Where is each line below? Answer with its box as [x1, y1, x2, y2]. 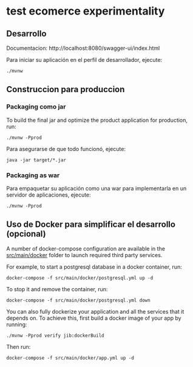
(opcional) [6, 229, 47, 239]
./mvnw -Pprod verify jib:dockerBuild [6, 332, 104, 338]
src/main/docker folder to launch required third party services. [6, 251, 163, 258]
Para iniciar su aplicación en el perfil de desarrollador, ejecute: [6, 56, 163, 63]
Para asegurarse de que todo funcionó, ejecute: [6, 145, 126, 152]
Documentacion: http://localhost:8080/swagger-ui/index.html [6, 44, 160, 52]
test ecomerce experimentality [6, 4, 165, 18]
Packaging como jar [6, 103, 66, 111]
